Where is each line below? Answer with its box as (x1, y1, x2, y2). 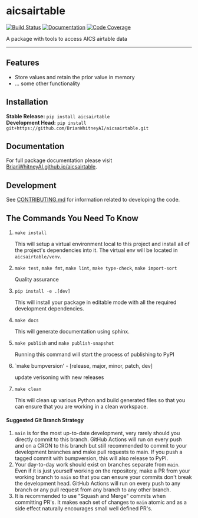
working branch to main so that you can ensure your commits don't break (14, 474, 192, 481)
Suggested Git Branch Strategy (6, 416, 84, 423)
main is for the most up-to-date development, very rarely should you (14, 430, 180, 437)
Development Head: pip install (6, 119, 87, 126)
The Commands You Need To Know (6, 213, 138, 223)
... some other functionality (14, 80, 81, 87)
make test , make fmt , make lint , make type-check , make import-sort (14, 264, 177, 271)
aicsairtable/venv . (14, 253, 62, 260)
